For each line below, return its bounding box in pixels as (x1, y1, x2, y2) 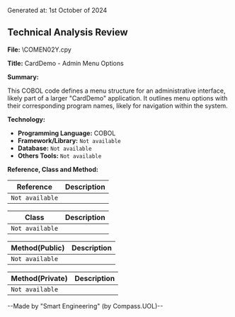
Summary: (7, 72, 39, 81)
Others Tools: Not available (17, 151, 102, 160)
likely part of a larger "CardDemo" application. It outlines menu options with (7, 93, 228, 102)
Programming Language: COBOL (17, 129, 116, 137)
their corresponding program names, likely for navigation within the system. (7, 101, 228, 110)
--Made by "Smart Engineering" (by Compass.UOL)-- (7, 301, 164, 310)
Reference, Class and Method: (7, 165, 99, 173)
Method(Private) (11, 273, 68, 283)
